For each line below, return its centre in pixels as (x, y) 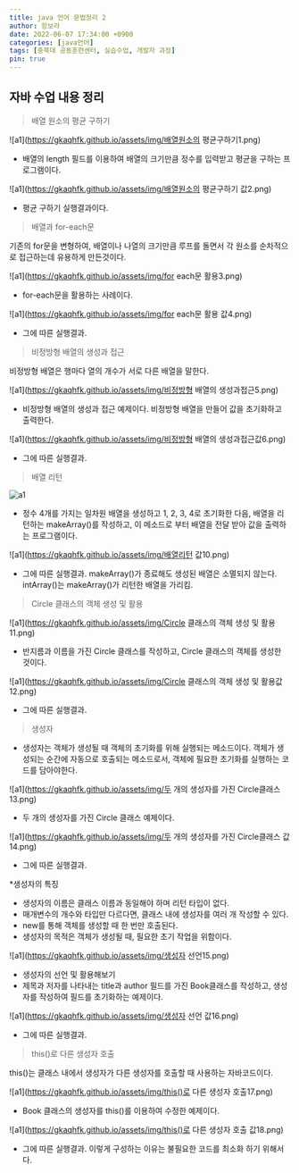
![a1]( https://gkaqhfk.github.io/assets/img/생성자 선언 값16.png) (124, 1016)
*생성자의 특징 (34, 884)
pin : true (28, 59)
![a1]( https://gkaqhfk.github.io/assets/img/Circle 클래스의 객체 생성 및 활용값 (146, 681)
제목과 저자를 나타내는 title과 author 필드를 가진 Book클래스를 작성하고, (146, 985)
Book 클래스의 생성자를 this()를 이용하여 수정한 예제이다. (121, 1110)
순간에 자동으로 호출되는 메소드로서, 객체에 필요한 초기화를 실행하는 (163, 758)
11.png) (22, 633)
